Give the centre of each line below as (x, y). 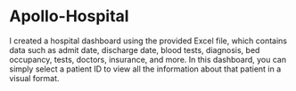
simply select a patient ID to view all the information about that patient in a (145, 69)
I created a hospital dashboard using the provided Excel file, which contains (148, 41)
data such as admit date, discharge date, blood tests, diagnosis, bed (135, 49)
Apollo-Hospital (69, 16)
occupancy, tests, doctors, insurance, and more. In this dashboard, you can (148, 59)
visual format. (34, 78)
